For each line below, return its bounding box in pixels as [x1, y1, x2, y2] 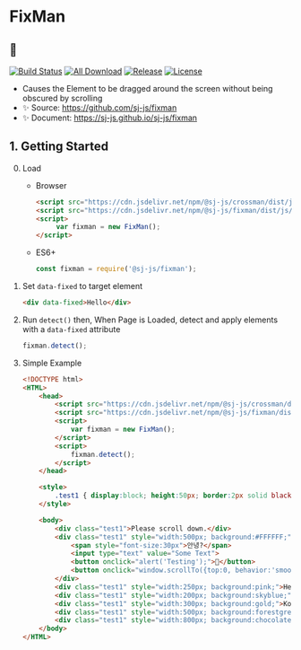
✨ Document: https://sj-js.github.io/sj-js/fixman [21, 112, 198, 123]
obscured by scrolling [21, 92, 103, 103]
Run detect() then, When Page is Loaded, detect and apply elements [21, 314, 279, 325]
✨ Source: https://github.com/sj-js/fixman [21, 102, 177, 113]
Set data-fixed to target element [21, 281, 143, 292]
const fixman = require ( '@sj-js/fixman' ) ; [35, 265, 197, 274]
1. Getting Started [9, 139, 109, 154]
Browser [35, 180, 67, 190]
